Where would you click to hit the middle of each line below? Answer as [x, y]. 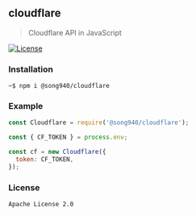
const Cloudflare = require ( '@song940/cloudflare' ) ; [99, 123]
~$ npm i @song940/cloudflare [59, 86]
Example [26, 106]
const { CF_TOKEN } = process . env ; [68, 137]
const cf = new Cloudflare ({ [57, 152]
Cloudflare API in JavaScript [75, 32]
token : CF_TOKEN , [45, 160]
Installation [31, 69]
